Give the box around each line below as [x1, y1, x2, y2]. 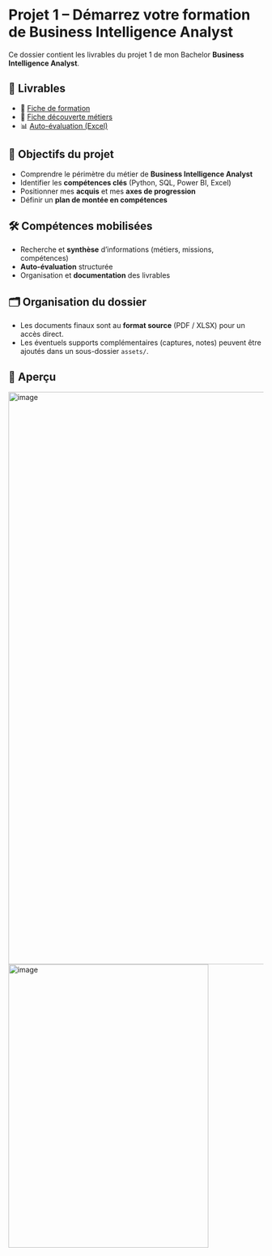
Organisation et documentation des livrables [19, 270, 171, 280]
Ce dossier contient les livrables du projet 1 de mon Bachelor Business [8, 49, 244, 59]
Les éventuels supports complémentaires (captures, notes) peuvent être [19, 338, 261, 347]
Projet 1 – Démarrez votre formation [8, 6, 251, 24]
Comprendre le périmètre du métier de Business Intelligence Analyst [19, 168, 253, 179]
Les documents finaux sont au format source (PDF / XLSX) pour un [19, 321, 245, 330]
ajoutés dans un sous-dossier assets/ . [19, 347, 149, 356]
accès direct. [19, 330, 64, 339]
